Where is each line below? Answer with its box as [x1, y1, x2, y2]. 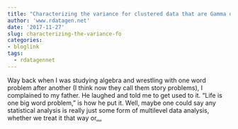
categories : [7, 37, 42, 44]
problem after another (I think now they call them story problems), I [7, 83, 203, 92]
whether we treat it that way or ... [7, 113, 102, 122]
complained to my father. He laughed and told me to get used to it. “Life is [7, 91, 223, 99]
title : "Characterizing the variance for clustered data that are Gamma [7, 10, 227, 18]
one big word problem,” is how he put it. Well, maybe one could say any [7, 99, 216, 107]
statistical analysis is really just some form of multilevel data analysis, [7, 106, 210, 114]
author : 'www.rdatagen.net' [7, 17, 91, 24]
